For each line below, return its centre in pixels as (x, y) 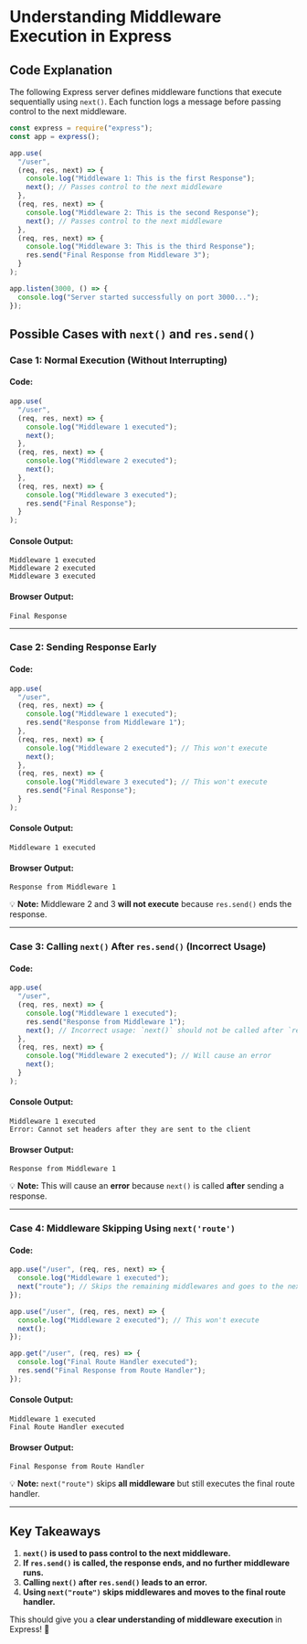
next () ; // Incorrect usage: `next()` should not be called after (155, 1030)
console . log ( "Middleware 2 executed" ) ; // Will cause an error (149, 1056)
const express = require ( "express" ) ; (81, 128)
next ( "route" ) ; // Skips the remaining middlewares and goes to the (151, 1286)
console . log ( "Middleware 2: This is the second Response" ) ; (143, 212)
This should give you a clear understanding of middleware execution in (146, 1619)
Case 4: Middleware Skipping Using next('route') (122, 1229)
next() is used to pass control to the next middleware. (127, 1553)
